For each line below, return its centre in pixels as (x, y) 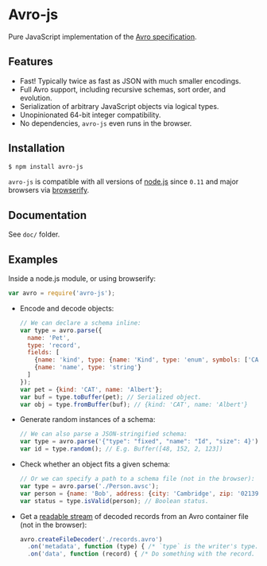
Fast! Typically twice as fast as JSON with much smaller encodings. (130, 80)
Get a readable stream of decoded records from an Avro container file (134, 516)
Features (31, 62)
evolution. (36, 98)
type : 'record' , (54, 345)
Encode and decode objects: (67, 308)
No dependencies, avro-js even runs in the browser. (106, 123)
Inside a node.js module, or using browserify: (82, 279)
